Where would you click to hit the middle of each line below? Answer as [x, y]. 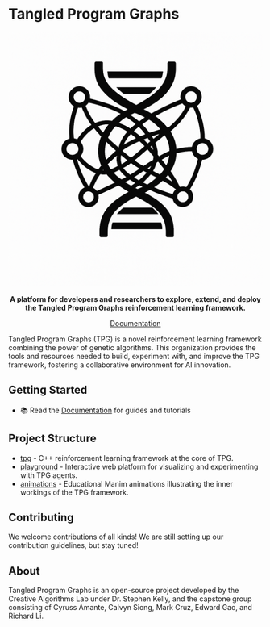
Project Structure [52, 439]
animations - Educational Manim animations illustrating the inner [127, 483]
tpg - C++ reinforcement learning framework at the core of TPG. [127, 458]
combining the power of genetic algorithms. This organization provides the [132, 347]
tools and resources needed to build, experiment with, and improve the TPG [134, 356]
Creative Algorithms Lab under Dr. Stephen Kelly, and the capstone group [130, 599]
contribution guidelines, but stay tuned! [73, 545]
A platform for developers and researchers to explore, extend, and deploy [135, 299]
